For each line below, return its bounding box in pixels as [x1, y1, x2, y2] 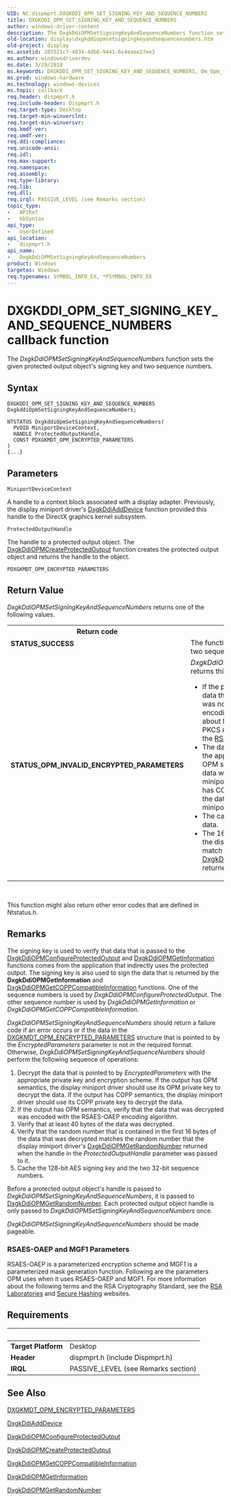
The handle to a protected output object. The [7, 538, 135, 546]
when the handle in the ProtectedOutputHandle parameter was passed [16, 1149, 218, 1157]
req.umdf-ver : [7, 132, 48, 139]
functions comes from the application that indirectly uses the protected [7, 961, 208, 969]
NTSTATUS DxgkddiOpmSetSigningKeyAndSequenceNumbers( [7, 419, 165, 426]
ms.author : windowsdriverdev [7, 55, 91, 62]
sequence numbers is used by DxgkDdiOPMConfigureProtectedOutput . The [7, 991, 222, 999]
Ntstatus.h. [7, 908, 38, 916]
